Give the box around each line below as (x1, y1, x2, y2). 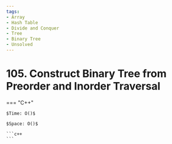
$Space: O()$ (6, 120, 38, 127)
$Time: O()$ (6, 110, 35, 116)
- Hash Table (6, 19, 38, 25)
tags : (6, 8, 20, 15)
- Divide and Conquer (6, 25, 60, 31)
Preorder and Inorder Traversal (6, 80, 161, 93)
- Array (6, 14, 25, 20)
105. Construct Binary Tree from (6, 67, 167, 80)
